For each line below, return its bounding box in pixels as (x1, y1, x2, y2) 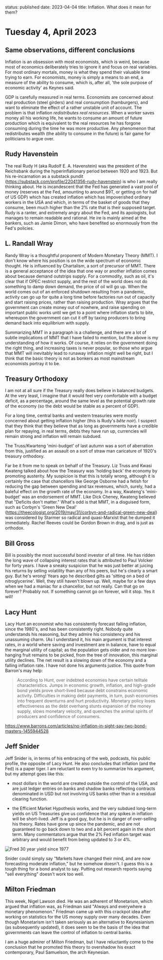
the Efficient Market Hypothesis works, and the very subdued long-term (12, 805, 157, 811)
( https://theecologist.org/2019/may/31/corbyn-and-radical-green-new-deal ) (5, 509, 158, 515)
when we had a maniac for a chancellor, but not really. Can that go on (5, 584, 145, 589)
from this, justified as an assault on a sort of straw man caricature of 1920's (5, 448, 157, 454)
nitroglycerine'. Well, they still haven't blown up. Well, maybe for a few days (5, 578, 156, 584)
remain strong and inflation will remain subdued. (5, 434, 102, 439)
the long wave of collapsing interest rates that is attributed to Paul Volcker (5, 557, 153, 564)
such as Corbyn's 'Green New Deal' (5, 504, 77, 510)
